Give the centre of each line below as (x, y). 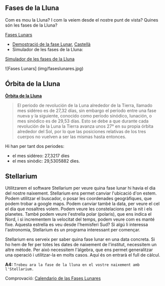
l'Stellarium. (20, 269)
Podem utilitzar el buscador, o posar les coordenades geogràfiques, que (78, 199)
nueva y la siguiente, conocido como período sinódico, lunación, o (84, 115)
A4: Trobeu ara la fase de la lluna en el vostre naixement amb (72, 264)
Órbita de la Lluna (33, 84)
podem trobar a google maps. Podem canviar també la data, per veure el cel (82, 204)
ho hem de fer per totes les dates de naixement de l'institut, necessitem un (81, 245)
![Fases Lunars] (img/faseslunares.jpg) (44, 68)
